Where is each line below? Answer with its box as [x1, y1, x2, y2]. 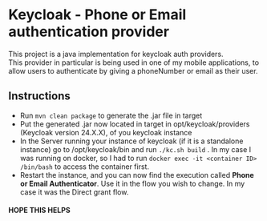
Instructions [8, 90, 71, 103]
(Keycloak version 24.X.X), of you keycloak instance [19, 127, 192, 137]
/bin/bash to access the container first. [19, 162, 150, 171]
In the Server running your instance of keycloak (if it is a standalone [19, 136, 244, 146]
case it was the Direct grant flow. [19, 187, 129, 197]
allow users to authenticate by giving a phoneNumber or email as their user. [8, 66, 258, 75]
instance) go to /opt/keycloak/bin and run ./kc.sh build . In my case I [19, 144, 252, 154]
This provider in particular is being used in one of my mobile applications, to [8, 58, 259, 67]
